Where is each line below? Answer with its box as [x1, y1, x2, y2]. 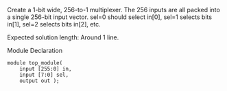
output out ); [19, 77, 60, 84]
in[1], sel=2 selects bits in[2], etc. [7, 20, 101, 28]
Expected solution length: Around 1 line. [7, 33, 119, 41]
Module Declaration [7, 47, 63, 54]
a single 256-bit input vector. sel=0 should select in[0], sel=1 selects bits [7, 13, 213, 21]
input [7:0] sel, [19, 71, 69, 78]
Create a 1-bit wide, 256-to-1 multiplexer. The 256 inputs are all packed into [7, 6, 221, 14]
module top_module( [7, 60, 63, 67]
